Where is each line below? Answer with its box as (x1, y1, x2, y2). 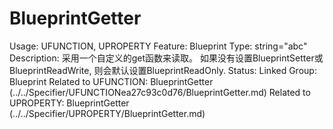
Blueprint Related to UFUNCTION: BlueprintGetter (9, 75, 214, 87)
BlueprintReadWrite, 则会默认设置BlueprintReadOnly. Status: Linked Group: (9, 64, 317, 76)
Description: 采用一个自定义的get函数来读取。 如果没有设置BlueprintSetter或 (9, 52, 324, 64)
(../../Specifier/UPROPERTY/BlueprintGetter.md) (9, 107, 206, 119)
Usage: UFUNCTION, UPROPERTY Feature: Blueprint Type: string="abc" (9, 40, 308, 52)
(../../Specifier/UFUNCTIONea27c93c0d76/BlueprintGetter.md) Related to (9, 86, 311, 98)
